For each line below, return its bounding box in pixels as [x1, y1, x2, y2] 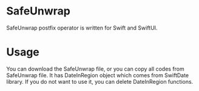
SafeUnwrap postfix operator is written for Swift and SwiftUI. [6, 24, 158, 31]
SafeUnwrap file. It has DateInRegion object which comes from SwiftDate [6, 71, 189, 79]
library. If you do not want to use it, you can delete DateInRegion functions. [6, 78, 194, 85]
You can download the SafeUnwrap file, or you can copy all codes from [6, 65, 185, 72]
